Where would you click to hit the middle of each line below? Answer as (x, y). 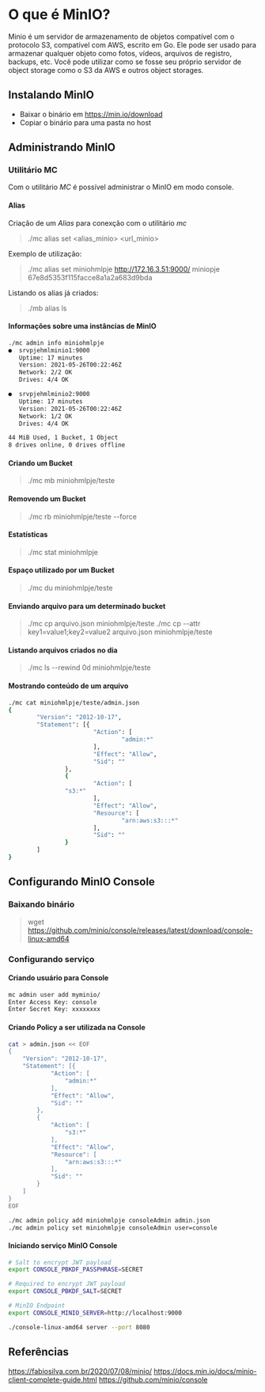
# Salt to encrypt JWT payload (60, 1262)
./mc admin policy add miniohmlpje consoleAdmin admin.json (110, 1220)
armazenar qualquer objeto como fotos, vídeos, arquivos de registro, (120, 53)
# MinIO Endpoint (37, 1306)
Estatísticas (28, 534)
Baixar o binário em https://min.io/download (91, 114)
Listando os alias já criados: (53, 293)
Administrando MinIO (62, 148)
